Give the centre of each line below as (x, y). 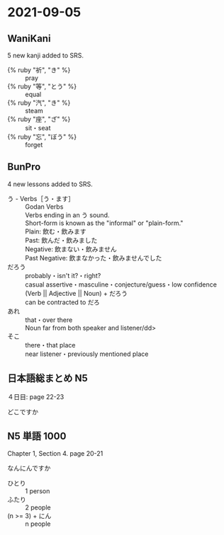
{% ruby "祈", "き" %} (39, 70)
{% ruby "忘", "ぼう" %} (42, 137)
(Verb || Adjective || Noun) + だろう (77, 293)
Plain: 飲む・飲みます (56, 231)
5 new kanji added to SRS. (45, 55)
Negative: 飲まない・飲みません (71, 249)
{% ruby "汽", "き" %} (39, 103)
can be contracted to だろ (63, 302)
